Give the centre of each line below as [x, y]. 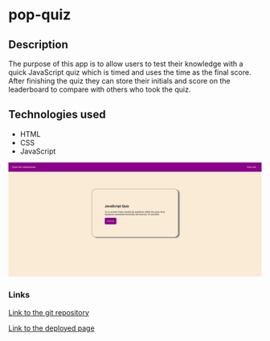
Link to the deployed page [51, 328]
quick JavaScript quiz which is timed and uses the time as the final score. [130, 72]
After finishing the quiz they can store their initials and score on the [119, 81]
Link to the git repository [49, 312]
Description [38, 45]
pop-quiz [40, 15]
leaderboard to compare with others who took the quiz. [100, 89]
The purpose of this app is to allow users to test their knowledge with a [126, 64]
